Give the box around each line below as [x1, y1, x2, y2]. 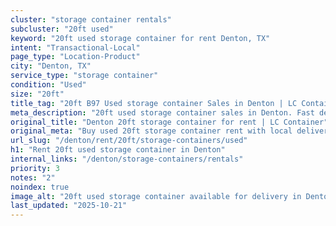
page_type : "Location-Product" [10, 52, 141, 62]
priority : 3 [10, 163, 60, 173]
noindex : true [10, 182, 70, 192]
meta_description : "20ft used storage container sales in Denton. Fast [10, 107, 315, 118]
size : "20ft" [10, 89, 65, 99]
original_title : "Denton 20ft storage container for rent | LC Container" [10, 117, 329, 127]
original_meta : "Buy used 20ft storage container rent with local [10, 126, 293, 136]
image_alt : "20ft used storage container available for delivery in [10, 191, 302, 201]
